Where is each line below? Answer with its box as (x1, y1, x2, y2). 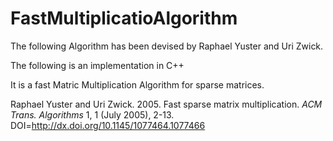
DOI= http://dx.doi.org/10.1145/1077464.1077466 (10, 119, 206, 131)
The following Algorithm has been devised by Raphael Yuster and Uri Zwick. (10, 40, 324, 52)
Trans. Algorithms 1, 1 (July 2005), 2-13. (10, 108, 175, 121)
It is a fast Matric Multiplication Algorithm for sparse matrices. (10, 78, 265, 91)
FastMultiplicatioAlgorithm (10, 7, 238, 30)
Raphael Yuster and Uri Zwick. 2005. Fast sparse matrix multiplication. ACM (10, 98, 323, 110)
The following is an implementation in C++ (10, 59, 185, 71)
